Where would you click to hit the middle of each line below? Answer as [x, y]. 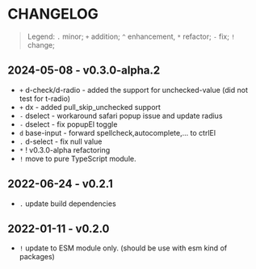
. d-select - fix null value [61, 141]
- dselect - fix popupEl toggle [68, 124]
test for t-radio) [44, 99]
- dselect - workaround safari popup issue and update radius [121, 116]
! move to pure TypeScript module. [78, 158]
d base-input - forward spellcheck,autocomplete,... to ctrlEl [117, 132]
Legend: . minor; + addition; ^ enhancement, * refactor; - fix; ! [131, 36]
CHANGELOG [53, 14]
